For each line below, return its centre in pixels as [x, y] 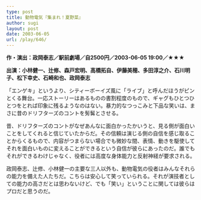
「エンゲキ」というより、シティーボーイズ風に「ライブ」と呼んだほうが [95, 90]
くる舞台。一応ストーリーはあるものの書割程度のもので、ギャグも [92, 98]
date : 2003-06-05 [28, 34]
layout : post [22, 29]
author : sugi [22, 23]
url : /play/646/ [26, 40]
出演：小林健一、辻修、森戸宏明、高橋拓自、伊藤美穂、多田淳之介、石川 [95, 70]
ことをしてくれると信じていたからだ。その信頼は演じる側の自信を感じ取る [98, 133]
